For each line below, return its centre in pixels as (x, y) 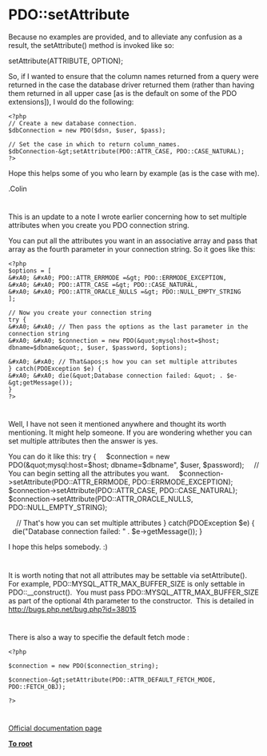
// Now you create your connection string (80, 313)
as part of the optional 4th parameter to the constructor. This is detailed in (131, 600)
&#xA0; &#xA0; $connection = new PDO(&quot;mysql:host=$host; (114, 341)
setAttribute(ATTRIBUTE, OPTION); (66, 61)
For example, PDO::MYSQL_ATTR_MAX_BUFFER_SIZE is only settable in (127, 583)
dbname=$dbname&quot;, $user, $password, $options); (98, 348)
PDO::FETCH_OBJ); (37, 686)
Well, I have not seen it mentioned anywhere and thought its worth (117, 424)
